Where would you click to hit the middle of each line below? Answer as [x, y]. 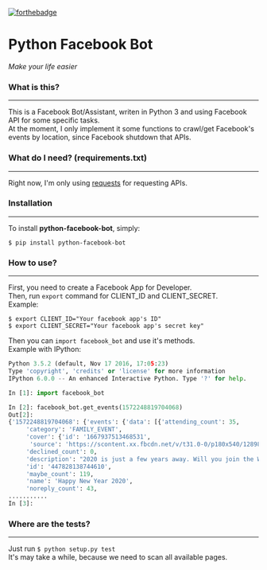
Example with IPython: [45, 349]
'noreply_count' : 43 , [62, 489]
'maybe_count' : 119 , [60, 474]
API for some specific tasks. [54, 120]
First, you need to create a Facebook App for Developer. [100, 287]
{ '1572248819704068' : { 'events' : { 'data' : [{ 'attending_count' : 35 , [124, 422]
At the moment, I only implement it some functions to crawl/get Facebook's [131, 129]
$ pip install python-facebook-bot [67, 243]
